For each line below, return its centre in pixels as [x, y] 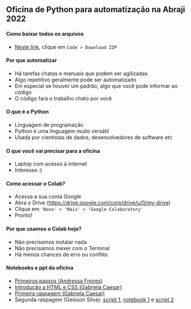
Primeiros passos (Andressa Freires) [58, 281]
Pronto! [24, 215]
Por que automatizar [31, 61]
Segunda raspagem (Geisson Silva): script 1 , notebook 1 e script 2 [94, 300]
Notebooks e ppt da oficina [40, 268]
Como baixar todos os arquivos [45, 33]
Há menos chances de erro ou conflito [61, 254]
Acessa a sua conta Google [48, 197]
